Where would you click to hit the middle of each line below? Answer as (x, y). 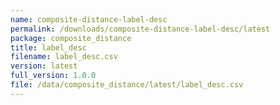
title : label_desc (48, 47)
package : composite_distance (71, 38)
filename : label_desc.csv (64, 57)
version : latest (44, 66)
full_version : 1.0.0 (53, 76)
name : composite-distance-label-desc (89, 19)
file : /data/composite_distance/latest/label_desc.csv (127, 85)
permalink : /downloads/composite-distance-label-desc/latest (140, 29)
